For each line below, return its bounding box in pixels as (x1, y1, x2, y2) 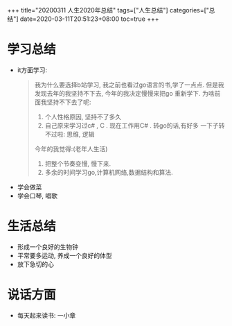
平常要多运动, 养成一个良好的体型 (17, 251, 112, 259)
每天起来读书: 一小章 (17, 311, 76, 319)
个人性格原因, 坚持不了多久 (44, 112, 122, 121)
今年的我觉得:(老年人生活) (34, 144, 108, 153)
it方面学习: (17, 65, 47, 74)
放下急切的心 (17, 259, 54, 268)
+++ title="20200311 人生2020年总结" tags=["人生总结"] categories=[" (7, 6, 210, 14)
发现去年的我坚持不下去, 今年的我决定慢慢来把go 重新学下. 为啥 (34, 89, 215, 97)
